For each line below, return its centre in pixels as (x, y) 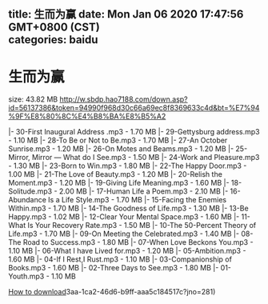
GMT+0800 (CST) (54, 28)
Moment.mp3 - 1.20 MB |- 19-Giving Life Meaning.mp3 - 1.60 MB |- (119, 183)
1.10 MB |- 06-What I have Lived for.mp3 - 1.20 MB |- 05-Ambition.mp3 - (127, 251)
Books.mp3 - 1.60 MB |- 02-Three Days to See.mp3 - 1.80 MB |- (114, 268)
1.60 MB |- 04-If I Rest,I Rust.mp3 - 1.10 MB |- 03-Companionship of (120, 259)
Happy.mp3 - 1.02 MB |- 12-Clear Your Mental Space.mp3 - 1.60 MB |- (124, 217)
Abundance (27, 200)
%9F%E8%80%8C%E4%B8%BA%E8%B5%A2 (87, 116)
